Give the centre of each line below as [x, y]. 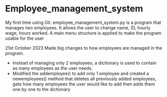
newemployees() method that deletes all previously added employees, [84, 79]
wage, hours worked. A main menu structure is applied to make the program [83, 33]
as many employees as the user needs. [53, 68]
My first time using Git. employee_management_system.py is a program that [83, 22]
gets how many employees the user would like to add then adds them [84, 84]
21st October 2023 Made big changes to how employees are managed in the [84, 48]
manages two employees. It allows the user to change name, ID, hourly [78, 27]
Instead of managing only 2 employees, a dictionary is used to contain [84, 63]
